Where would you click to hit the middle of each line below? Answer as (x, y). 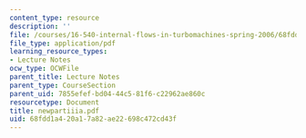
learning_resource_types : (58, 52)
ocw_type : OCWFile (44, 69)
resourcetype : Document (55, 102)
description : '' (40, 26)
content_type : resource (55, 18)
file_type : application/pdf (63, 43)
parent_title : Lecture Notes (65, 77)
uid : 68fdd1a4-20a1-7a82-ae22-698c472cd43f (93, 119)
